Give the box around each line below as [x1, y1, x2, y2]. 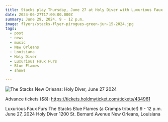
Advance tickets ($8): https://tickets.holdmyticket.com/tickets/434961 [5, 96, 151, 102]
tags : [5, 26, 17, 31]
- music [10, 40, 26, 45]
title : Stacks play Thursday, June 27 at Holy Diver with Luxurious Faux [5, 7, 163, 13]
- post [10, 31, 24, 36]
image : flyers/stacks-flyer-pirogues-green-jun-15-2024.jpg [5, 21, 134, 27]
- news [10, 36, 24, 41]
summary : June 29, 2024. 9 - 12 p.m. [5, 17, 85, 22]
